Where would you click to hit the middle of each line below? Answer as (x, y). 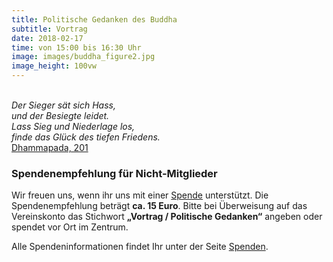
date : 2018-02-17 (47, 38)
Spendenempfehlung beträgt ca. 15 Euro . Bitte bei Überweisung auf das (159, 206)
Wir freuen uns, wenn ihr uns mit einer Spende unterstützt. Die (140, 195)
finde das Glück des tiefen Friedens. (86, 137)
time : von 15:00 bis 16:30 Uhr (76, 47)
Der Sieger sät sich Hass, (63, 105)
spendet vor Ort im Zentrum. (70, 227)
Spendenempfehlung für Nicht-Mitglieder (114, 173)
